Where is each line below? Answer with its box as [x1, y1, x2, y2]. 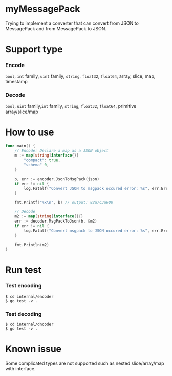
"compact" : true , [24, 158, 60, 163]
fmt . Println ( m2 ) [14, 242, 50, 247]
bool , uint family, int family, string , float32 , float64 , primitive [5, 103, 137, 109]
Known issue [5, 343, 62, 355]
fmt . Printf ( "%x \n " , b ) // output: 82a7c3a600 [14, 200, 114, 205]
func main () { [5, 143, 36, 148]
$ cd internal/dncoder [5, 322, 54, 327]
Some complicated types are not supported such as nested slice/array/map [5, 360, 165, 366]
